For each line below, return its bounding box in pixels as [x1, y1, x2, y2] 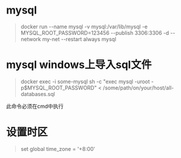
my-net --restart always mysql [42, 35, 117, 42]
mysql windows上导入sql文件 [6, 58, 152, 71]
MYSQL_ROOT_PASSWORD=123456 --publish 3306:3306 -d [20, 29, 170, 36]
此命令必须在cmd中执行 [6, 103, 64, 110]
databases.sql [20, 90, 55, 97]
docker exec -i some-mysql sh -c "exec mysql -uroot [20, 78, 150, 85]
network [20, 35, 41, 42]
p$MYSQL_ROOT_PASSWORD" [20, 84, 97, 91]
